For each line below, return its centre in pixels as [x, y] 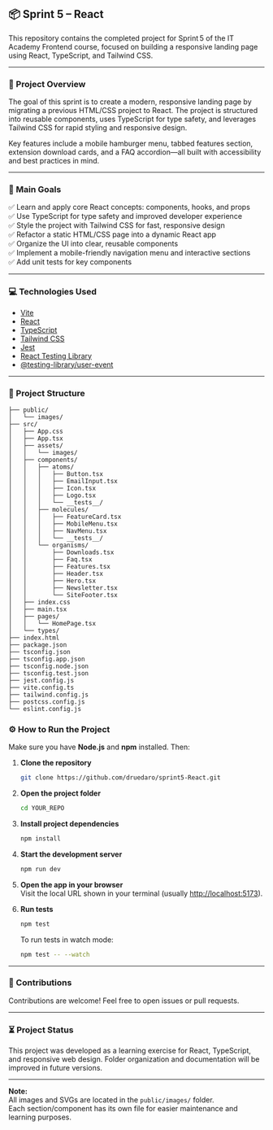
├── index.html [34, 638]
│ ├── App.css [36, 431]
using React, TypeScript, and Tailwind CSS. [81, 55]
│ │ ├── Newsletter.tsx [63, 588]
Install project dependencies [69, 824]
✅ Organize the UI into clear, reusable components [93, 244]
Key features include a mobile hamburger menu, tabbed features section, [131, 144]
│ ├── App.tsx [36, 438]
